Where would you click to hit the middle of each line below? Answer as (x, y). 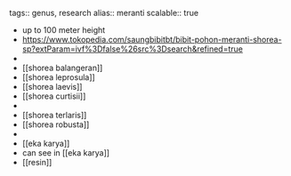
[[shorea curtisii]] (54, 96)
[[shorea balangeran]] (62, 68)
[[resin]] (37, 162)
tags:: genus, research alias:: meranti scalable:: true (104, 13)
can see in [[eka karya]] (65, 153)
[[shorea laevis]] (52, 87)
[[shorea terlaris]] (54, 115)
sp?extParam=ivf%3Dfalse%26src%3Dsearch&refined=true (132, 49)
